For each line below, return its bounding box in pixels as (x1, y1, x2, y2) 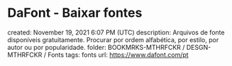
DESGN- (186, 43, 211, 51)
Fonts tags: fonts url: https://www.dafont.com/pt (47, 51, 189, 59)
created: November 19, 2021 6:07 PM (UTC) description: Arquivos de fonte (7, 28, 225, 37)
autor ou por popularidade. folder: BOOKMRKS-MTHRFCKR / (7, 43, 185, 51)
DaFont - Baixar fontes (7, 5, 143, 21)
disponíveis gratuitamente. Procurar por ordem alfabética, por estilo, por (7, 35, 219, 44)
